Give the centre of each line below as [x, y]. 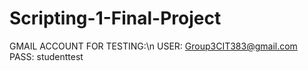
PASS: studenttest [46, 56]
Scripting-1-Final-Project [115, 18]
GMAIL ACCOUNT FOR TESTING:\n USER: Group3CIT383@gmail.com [153, 46]
